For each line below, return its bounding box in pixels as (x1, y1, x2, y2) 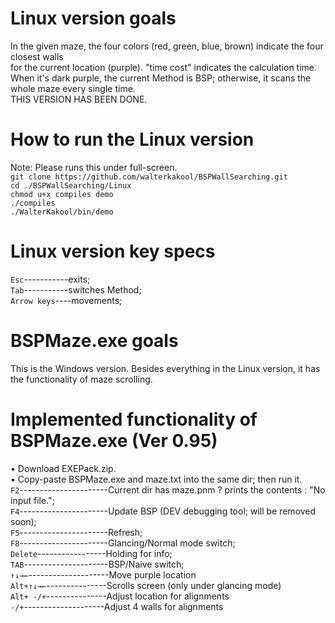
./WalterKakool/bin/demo (10, 207, 114, 217)
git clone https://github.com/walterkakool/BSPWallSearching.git (10, 172, 288, 182)
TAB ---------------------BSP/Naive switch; (10, 558, 185, 570)
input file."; (10, 494, 55, 506)
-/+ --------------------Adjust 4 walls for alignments (10, 600, 224, 612)
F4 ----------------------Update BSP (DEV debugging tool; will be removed (10, 505, 317, 517)
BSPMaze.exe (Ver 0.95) (10, 429, 218, 452)
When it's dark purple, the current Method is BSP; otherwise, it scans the (10, 72, 312, 84)
